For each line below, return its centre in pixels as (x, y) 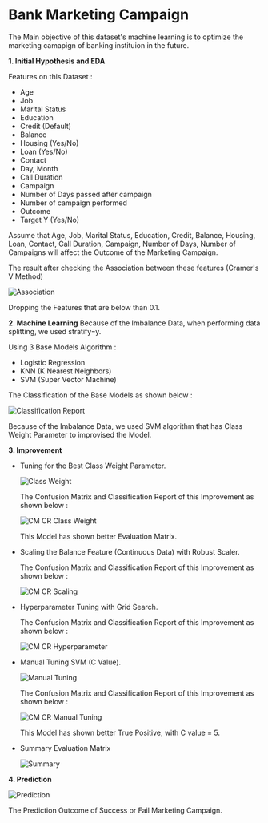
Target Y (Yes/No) (50, 220)
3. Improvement (35, 450)
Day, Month (39, 168)
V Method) (26, 276)
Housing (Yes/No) (49, 143)
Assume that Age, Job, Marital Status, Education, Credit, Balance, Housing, (132, 235)
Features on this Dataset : (51, 76)
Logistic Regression (52, 362)
